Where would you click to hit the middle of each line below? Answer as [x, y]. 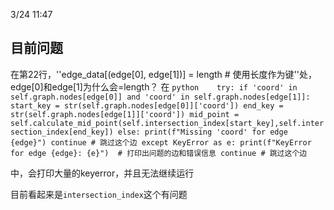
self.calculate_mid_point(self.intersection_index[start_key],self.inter [167, 123]
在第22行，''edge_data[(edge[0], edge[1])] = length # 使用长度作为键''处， [163, 74]
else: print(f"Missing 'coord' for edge [202, 132]
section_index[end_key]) [62, 132]
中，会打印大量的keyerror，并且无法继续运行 [102, 173]
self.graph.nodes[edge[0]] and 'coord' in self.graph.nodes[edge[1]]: [160, 97]
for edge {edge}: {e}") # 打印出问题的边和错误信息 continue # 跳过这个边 [159, 153]
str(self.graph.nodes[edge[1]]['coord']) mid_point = [125, 114]
